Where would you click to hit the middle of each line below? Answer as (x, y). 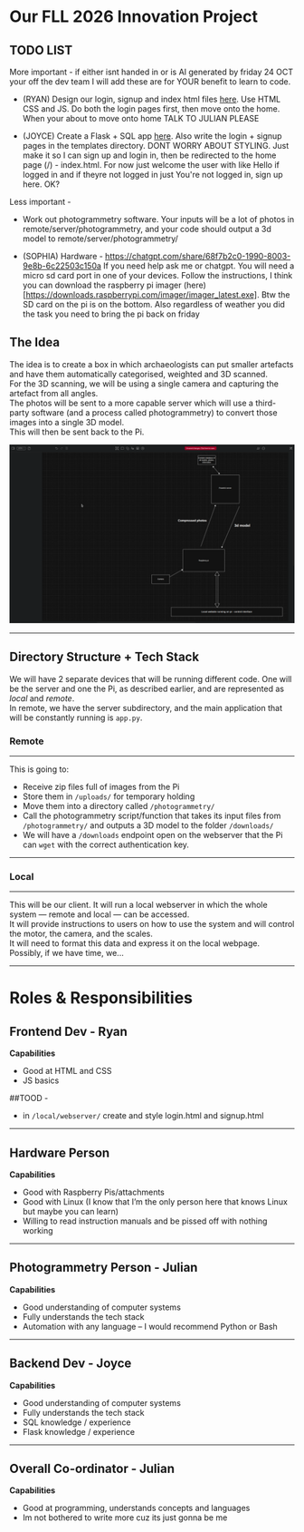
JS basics (41, 1080)
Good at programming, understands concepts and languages (136, 1508)
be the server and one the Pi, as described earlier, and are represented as (147, 688)
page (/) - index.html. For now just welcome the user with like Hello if (151, 165)
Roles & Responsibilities (101, 998)
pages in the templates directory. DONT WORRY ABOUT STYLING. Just (156, 146)
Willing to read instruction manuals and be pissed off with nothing (145, 1221)
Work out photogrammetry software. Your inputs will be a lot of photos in (158, 219)
